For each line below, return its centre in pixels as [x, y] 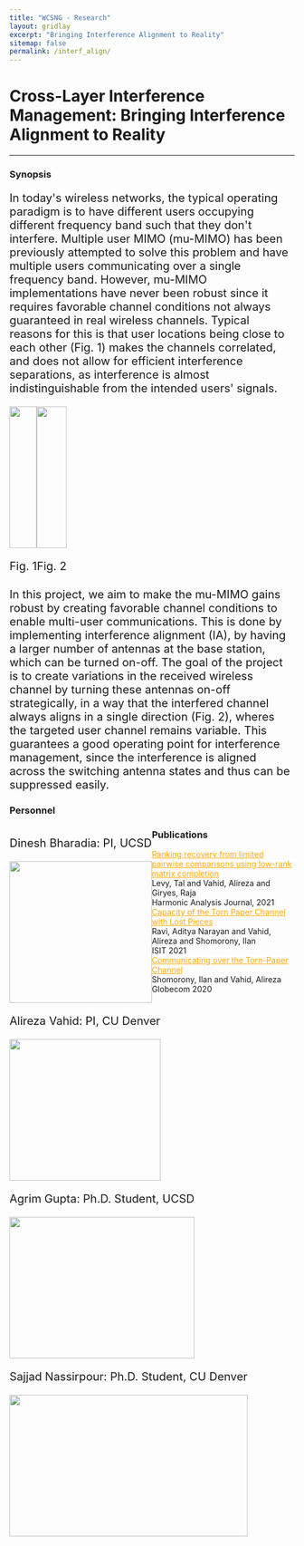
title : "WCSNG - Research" [60, 18]
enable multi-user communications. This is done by [146, 622]
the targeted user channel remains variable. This [138, 731]
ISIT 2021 [169, 951]
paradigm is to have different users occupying [132, 211]
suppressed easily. [59, 785]
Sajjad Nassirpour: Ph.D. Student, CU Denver [128, 1377]
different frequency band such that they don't [131, 225]
